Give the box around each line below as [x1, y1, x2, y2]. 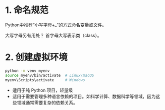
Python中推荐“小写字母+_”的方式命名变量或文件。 [5, 22, 107, 28]
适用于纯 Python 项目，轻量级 [12, 87, 73, 93]
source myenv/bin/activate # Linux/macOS [5, 73, 94, 78]
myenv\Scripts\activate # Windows [5, 77, 85, 82]
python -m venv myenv [5, 68, 50, 73]
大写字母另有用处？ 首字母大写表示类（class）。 [5, 32, 102, 38]
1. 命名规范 [5, 4, 49, 16]
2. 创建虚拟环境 [5, 52, 68, 63]
